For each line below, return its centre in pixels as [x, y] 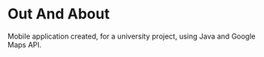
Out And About [59, 14]
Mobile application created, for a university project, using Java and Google [132, 36]
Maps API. [25, 44]
